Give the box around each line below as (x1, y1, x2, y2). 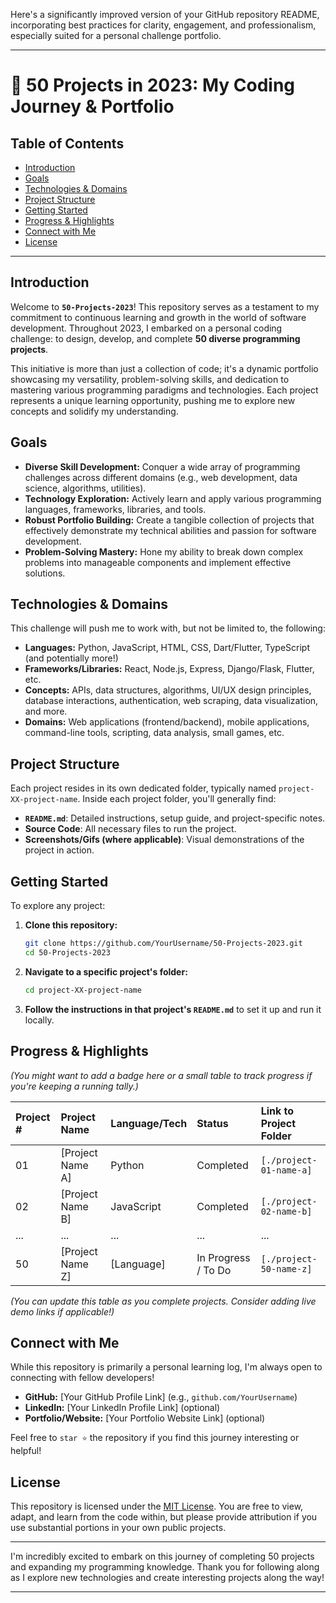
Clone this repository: (24, 919, 118, 931)
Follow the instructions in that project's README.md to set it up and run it (24, 1003, 322, 1015)
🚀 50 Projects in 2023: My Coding (10, 74, 296, 97)
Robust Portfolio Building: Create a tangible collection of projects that (24, 514, 315, 526)
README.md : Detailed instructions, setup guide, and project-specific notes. (24, 812, 326, 824)
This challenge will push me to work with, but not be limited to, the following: (10, 622, 326, 634)
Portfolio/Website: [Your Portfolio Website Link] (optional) (24, 1412, 266, 1424)
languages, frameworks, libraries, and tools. (24, 503, 207, 515)
